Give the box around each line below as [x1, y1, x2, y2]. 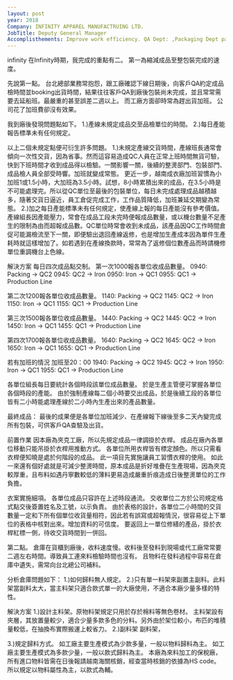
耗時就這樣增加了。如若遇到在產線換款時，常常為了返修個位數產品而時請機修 [7, 239, 226, 247]
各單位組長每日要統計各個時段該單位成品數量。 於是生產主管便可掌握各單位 [7, 380, 222, 389]
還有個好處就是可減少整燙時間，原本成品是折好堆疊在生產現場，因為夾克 [19, 462, 226, 470]
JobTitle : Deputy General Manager [7, 29, 107, 37]
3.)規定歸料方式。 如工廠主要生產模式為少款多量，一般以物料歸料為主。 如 [7, 640, 219, 648]
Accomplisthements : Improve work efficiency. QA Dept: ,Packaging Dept [7, 36, 218, 43]
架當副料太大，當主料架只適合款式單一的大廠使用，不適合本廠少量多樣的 [7, 584, 214, 593]
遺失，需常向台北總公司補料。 [19, 561, 105, 569]
